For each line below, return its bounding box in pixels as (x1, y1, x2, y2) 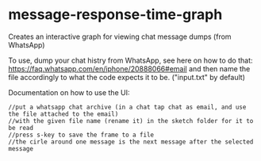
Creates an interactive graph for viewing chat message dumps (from (8, 32, 232, 41)
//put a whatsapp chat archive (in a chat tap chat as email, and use (8, 103, 247, 111)
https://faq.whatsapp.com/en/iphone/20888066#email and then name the (8, 63, 251, 73)
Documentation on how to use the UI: (8, 87, 130, 97)
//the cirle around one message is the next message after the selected (8, 137, 254, 146)
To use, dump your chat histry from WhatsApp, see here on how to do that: (8, 56, 253, 65)
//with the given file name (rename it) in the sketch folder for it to (8, 117, 254, 125)
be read (8, 124, 34, 132)
